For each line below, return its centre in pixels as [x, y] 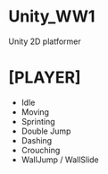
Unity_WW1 [52, 17]
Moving [35, 112]
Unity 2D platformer [45, 41]
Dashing [37, 140]
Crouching [41, 150]
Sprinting [38, 121]
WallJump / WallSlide [60, 160]
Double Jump [46, 131]
